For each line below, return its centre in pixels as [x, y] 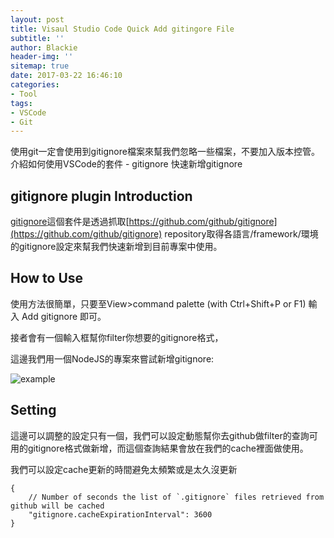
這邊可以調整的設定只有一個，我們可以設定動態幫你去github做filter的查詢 [160, 435]
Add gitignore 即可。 [64, 316]
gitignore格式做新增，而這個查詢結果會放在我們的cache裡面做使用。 [168, 448]
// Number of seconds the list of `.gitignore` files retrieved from [176, 497]
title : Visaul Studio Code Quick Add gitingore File [122, 29]
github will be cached [57, 506]
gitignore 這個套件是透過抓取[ [70, 222]
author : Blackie [44, 47]
